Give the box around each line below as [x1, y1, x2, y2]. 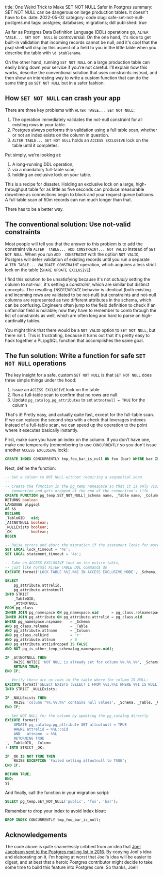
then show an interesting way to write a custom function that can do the [5, 75, 149, 80]
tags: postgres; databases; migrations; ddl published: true [31, 20, 147, 25]
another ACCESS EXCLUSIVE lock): [5, 447, 69, 453]
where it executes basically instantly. [5, 427, 79, 433]
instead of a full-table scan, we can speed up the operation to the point [5, 422, 147, 428]
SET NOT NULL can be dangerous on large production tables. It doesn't [5, 9, 148, 15]
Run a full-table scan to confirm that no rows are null [12, 392, 117, 398]
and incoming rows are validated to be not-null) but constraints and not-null [5, 292, 156, 298]
